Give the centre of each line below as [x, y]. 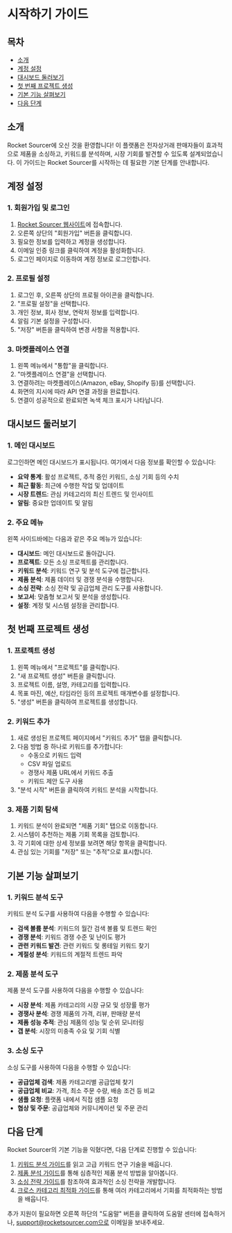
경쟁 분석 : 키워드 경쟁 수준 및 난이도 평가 [71, 937]
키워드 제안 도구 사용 [55, 781]
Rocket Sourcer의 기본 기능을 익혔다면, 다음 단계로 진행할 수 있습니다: [102, 1150]
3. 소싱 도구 [25, 1051]
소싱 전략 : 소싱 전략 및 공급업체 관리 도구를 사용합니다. [90, 588]
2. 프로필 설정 [29, 278]
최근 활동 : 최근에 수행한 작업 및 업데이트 [71, 485]
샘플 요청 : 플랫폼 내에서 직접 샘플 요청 [68, 1099]
